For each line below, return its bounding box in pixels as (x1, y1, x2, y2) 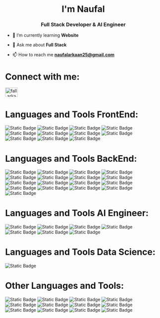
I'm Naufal (61, 3, 105, 15)
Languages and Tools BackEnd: (5, 153, 137, 164)
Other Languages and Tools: (5, 280, 124, 291)
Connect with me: (5, 71, 80, 82)
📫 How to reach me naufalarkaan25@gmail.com (12, 52, 115, 58)
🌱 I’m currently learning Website (12, 32, 79, 38)
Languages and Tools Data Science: (5, 246, 156, 258)
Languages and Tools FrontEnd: (5, 109, 139, 120)
